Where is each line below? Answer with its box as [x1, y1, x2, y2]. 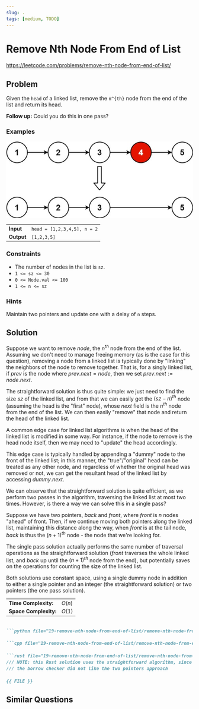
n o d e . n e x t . [6, 376, 33, 383]
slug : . [6, 10, 25, 15]
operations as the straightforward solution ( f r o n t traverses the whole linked [6, 549, 190, 556]
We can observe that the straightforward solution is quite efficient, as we [6, 487, 184, 494]
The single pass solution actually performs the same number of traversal [6, 543, 184, 550]
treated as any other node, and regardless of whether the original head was [6, 463, 191, 470]
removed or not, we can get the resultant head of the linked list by [6, 469, 167, 477]
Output [8, 233, 27, 240]
